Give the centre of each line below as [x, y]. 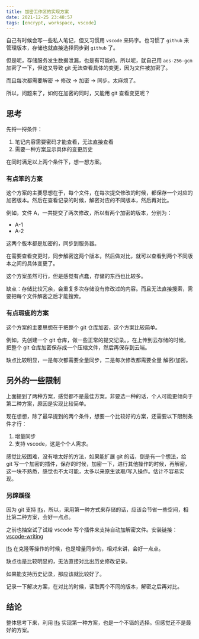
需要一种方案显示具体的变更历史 [54, 149]
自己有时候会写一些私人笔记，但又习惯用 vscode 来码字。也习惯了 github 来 [98, 40]
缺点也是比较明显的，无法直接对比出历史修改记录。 [68, 561]
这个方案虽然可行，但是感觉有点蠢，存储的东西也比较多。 [76, 276]
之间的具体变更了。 [34, 264]
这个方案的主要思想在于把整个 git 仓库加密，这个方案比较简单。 [84, 327]
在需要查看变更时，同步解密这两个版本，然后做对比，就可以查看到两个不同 [97, 256]
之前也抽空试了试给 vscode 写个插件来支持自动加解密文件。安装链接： [92, 530]
